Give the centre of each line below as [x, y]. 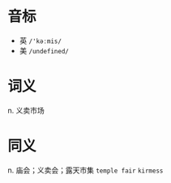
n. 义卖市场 [26, 110]
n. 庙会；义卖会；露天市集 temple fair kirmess [85, 170]
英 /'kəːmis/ [41, 40]
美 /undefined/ [44, 50]
